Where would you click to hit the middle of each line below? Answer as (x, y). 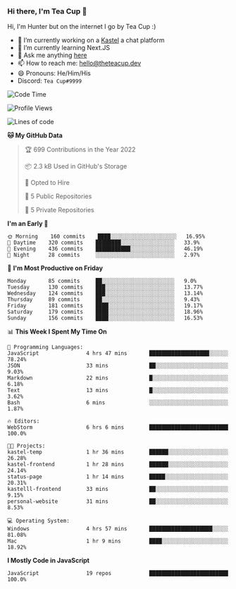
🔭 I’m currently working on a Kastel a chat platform (91, 40)
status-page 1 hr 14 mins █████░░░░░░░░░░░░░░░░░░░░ (118, 477)
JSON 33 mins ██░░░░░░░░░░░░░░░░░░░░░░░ (118, 366)
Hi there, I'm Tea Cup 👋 (47, 11)
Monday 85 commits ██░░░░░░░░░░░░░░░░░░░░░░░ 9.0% (102, 281)
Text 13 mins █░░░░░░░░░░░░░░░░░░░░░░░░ (118, 391)
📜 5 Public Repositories (58, 196)
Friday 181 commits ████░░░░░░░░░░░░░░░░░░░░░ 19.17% (105, 306)
